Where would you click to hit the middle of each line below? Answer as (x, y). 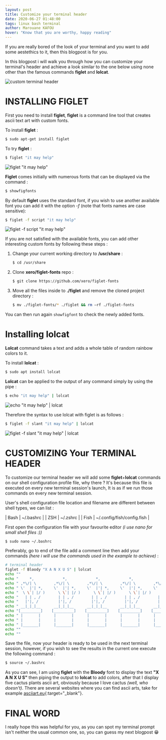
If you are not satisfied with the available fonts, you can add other (72, 239)
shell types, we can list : (30, 508)
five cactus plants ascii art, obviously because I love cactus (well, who (77, 683)
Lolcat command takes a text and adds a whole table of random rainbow (79, 348)
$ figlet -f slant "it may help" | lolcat (49, 424)
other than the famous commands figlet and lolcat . (57, 72)
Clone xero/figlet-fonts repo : (43, 272)
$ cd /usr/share (29, 263)
